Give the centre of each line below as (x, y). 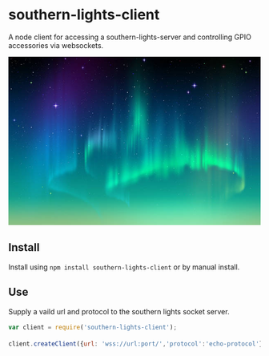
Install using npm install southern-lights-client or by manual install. (124, 267)
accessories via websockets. (56, 45)
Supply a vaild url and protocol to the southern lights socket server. (119, 311)
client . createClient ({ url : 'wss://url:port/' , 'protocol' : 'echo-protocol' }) (137, 344)
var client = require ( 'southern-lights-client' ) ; (93, 327)
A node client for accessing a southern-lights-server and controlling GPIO (130, 37)
